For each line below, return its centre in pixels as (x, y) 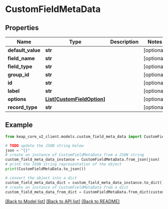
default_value (24, 50)
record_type (22, 107)
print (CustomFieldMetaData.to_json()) (45, 169)
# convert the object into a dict (41, 178)
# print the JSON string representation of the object (63, 164)
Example (19, 125)
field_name (21, 58)
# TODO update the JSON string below (44, 146)
